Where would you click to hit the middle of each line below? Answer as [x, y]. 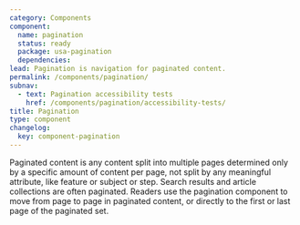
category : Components [51, 18]
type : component [40, 119]
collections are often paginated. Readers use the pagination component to [149, 191]
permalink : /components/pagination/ [79, 77]
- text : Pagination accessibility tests [95, 94]
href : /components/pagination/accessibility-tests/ [126, 102]
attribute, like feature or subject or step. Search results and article [133, 181]
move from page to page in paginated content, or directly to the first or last [150, 200]
